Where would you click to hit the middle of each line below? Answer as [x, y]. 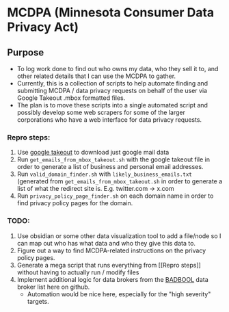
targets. [38, 301]
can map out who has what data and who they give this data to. [106, 243]
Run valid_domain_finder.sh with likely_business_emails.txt [105, 174]
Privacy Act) [43, 27]
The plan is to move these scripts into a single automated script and [112, 105]
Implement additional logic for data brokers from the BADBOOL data [112, 279]
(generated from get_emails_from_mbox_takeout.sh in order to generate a [120, 181]
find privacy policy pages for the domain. [75, 203]
